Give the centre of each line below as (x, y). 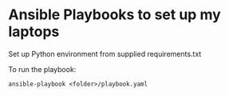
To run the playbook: (42, 69)
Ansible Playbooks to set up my (114, 15)
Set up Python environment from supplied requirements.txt (105, 54)
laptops (34, 32)
